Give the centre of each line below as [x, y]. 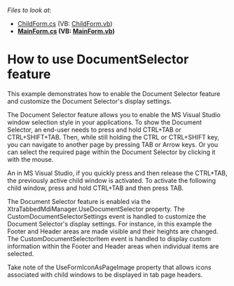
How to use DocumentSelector [98, 60]
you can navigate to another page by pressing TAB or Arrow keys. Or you [113, 144]
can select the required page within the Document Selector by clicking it [111, 152]
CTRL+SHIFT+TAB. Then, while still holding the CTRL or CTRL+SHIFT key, [113, 137]
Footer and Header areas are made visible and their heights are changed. [113, 231]
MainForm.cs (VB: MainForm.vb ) [66, 31]
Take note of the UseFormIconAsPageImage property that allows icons [109, 267]
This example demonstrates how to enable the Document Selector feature [114, 93]
